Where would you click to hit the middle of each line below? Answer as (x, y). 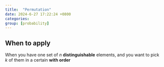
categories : (17, 19)
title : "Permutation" (28, 10)
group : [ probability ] (27, 23)
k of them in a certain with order (38, 60)
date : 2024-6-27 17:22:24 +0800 (38, 14)
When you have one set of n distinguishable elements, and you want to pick (82, 55)
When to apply (28, 43)
